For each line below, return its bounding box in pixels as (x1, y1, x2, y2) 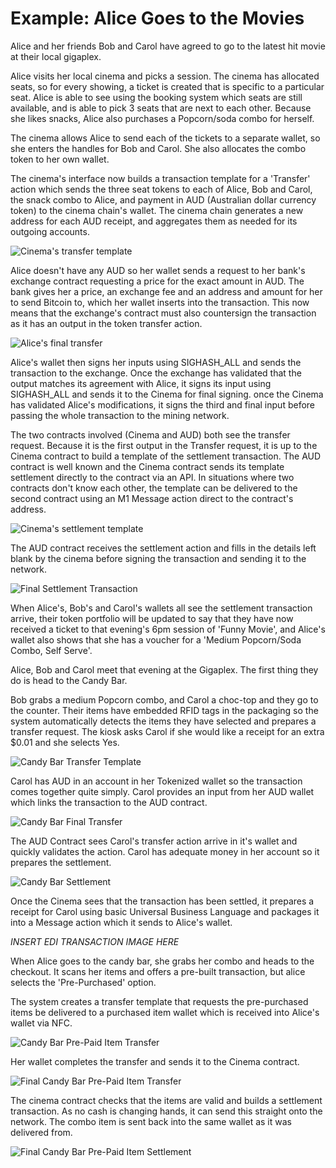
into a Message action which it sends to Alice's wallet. (10, 916, 233, 928)
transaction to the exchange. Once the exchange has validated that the (10, 367, 302, 379)
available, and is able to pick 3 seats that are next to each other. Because (10, 102, 312, 114)
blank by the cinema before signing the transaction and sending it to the (10, 552, 307, 564)
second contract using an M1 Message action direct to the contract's (10, 492, 294, 504)
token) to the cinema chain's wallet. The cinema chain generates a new (10, 204, 304, 216)
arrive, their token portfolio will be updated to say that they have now (10, 612, 294, 624)
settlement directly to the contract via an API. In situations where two (10, 471, 295, 483)
